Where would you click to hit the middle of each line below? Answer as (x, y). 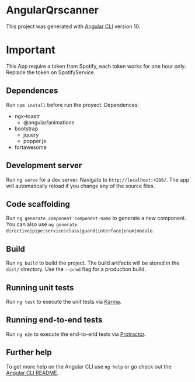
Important (31, 50)
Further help (29, 353)
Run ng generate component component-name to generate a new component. (96, 218)
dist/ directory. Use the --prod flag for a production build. (76, 269)
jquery (31, 134)
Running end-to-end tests (54, 320)
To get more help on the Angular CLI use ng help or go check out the (89, 366)
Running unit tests (40, 288)
